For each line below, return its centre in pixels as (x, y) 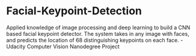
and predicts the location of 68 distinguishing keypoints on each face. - (95, 40)
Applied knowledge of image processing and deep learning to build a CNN (98, 27)
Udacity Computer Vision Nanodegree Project (63, 46)
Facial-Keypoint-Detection (74, 11)
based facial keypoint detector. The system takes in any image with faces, (98, 33)
